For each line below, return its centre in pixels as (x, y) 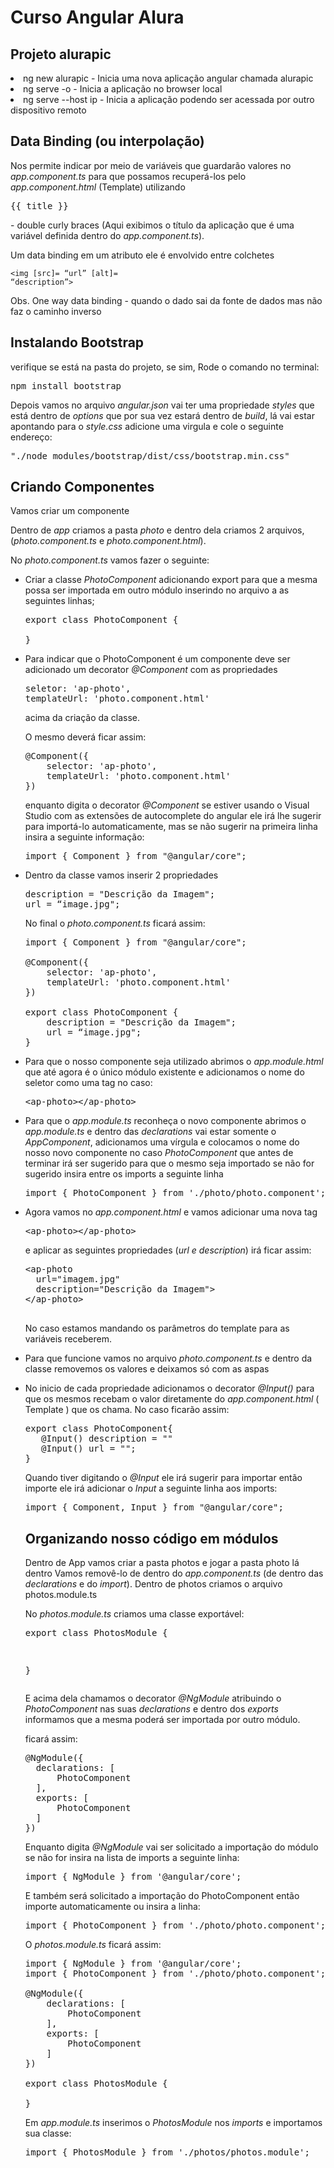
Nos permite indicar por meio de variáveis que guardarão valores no (151, 165)
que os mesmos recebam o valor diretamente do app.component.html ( (172, 1399)
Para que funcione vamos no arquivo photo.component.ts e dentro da (168, 1358)
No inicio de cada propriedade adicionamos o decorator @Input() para (169, 1388)
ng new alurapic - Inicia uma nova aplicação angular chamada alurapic (168, 78)
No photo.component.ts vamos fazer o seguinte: (110, 560)
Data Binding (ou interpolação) (107, 141)
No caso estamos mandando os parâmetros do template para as (157, 1328)
